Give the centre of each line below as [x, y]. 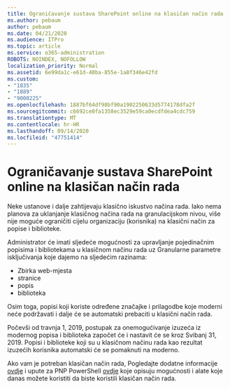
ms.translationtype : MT [42, 118]
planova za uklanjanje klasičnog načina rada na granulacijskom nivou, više [114, 214]
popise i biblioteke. [34, 229]
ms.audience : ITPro [36, 40]
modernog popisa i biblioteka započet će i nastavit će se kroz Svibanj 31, [112, 335]
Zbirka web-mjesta [44, 271]
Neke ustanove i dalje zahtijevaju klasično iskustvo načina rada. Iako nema [114, 207]
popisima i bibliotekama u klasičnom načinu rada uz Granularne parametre [114, 250]
